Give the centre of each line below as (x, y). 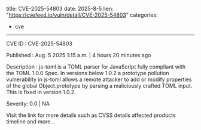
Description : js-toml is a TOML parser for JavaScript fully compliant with (96, 67)
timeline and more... (31, 121)
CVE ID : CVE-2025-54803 (39, 44)
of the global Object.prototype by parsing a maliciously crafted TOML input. (99, 86)
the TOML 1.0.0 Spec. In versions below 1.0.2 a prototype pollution (88, 73)
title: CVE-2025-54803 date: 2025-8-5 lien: (60, 9)
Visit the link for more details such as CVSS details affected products (91, 115)
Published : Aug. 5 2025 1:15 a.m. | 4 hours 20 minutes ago (79, 55)
